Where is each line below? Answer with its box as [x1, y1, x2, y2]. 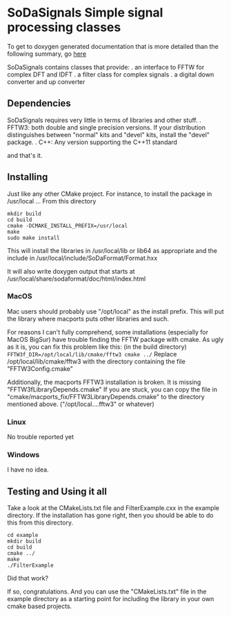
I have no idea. [7, 465, 50, 474]
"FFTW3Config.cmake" [7, 364, 74, 373]
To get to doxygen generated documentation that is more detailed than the [7, 42, 219, 50]
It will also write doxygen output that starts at [7, 267, 136, 275]
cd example [7, 532, 39, 539]
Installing [7, 171, 48, 183]
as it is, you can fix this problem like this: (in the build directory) [7, 343, 188, 351]
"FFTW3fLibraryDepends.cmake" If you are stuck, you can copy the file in [7, 385, 217, 394]
